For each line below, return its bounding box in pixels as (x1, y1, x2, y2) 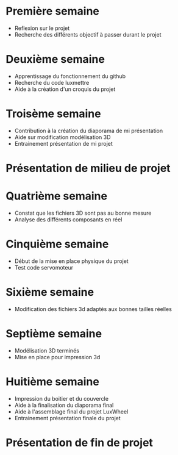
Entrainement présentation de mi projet (14, 140, 113, 147)
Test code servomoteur (14, 263, 74, 271)
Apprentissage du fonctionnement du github (14, 72, 126, 80)
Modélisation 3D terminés (14, 346, 80, 354)
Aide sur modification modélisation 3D (14, 133, 111, 141)
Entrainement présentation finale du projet (14, 414, 121, 421)
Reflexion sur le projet (14, 24, 70, 32)
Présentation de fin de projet (5, 435, 154, 450)
